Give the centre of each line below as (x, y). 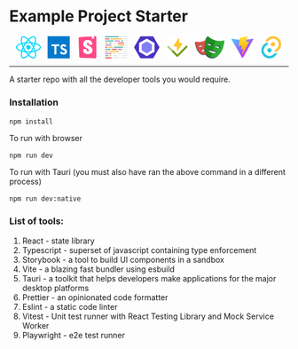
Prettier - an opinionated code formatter (95, 297)
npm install (31, 122)
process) (26, 182)
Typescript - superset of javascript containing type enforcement (139, 250)
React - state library (58, 241)
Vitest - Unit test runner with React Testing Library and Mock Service (148, 316)
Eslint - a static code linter (70, 306)
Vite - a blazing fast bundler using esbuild (98, 269)
